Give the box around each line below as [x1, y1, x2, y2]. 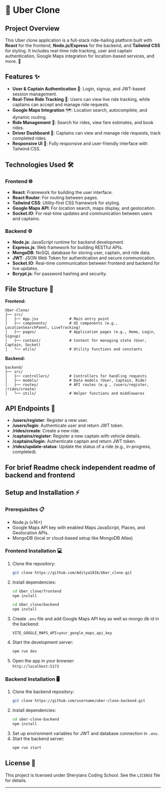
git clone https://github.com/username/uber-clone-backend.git [12, 699, 146, 703]
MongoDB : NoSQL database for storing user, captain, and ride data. [12, 249, 151, 255]
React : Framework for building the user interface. [12, 189, 113, 195]
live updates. [12, 265, 39, 271]
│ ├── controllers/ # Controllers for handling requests [5, 373, 147, 378]
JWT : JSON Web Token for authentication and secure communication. [12, 255, 156, 261]
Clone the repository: [12, 560, 56, 566]
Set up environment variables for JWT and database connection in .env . [12, 730, 159, 736]
